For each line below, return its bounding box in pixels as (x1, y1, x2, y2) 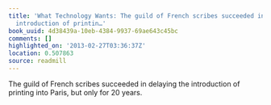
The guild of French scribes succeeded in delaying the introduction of (8, 78, 240, 89)
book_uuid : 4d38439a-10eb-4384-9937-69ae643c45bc (8, 27, 179, 35)
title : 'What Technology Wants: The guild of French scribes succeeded (8, 11, 254, 20)
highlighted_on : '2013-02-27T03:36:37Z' (8, 42, 147, 50)
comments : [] (8, 34, 52, 43)
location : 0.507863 (8, 49, 74, 57)
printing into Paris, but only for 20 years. (8, 87, 143, 97)
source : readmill (8, 57, 67, 65)
